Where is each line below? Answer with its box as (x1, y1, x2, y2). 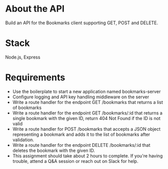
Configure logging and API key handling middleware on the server (12, 94, 149, 100)
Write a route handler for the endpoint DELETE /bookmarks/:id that (12, 142, 151, 148)
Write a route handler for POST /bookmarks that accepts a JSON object (12, 126, 161, 132)
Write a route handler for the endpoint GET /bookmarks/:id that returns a (12, 109, 162, 116)
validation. (12, 137, 34, 143)
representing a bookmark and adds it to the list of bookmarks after (12, 131, 150, 137)
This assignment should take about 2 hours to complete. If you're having (12, 152, 163, 159)
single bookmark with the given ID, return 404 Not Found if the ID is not (12, 115, 161, 121)
